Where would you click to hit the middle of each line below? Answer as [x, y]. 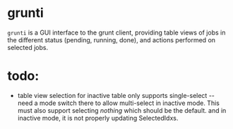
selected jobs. [28, 47]
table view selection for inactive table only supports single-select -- [116, 95]
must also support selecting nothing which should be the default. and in [122, 110]
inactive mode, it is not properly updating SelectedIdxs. [98, 118]
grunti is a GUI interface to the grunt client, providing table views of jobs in [116, 32]
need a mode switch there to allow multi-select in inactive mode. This [119, 103]
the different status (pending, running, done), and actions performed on [112, 39]
